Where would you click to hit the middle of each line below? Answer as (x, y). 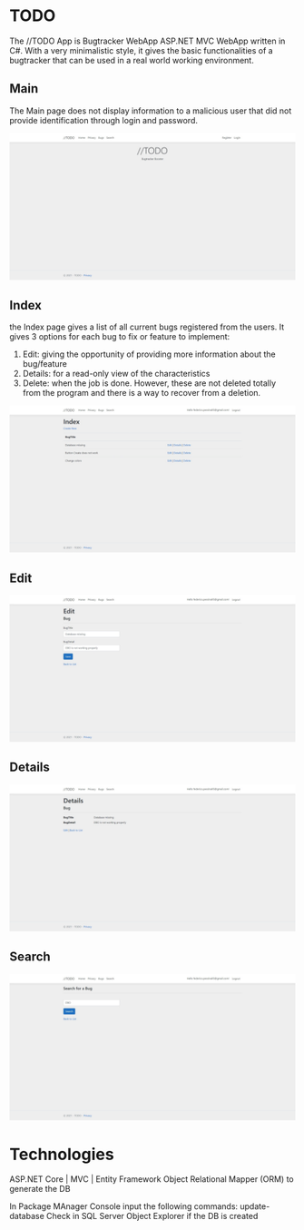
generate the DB (40, 1189)
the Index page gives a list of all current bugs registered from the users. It (147, 327)
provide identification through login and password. (103, 120)
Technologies (62, 1154)
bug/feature (45, 364)
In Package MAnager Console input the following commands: (124, 1206)
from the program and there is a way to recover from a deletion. (142, 393)
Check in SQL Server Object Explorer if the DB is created (152, 1216)
